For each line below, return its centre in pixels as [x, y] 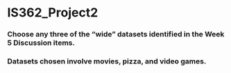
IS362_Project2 [53, 13]
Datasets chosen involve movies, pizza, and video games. [107, 61]
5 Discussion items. [41, 43]
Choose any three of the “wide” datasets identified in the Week [116, 34]
